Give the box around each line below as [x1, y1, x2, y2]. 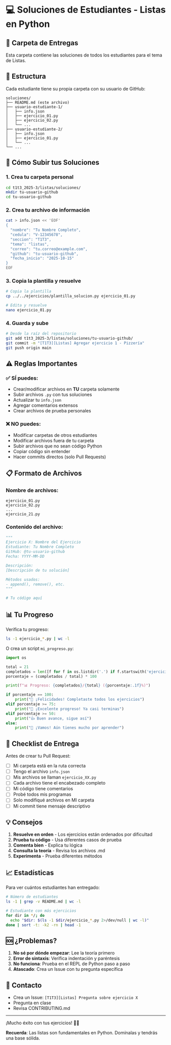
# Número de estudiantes [6, 894, 58, 900]
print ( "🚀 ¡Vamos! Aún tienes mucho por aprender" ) [15, 725, 124, 730]
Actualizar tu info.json [13, 397, 61, 403]
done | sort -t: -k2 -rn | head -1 [6, 922, 81, 928]
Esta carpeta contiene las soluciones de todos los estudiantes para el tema [6, 52, 162, 58]
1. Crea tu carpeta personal [6, 173, 74, 181]
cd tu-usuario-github [6, 194, 52, 200]
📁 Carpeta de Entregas [6, 39, 78, 47]
